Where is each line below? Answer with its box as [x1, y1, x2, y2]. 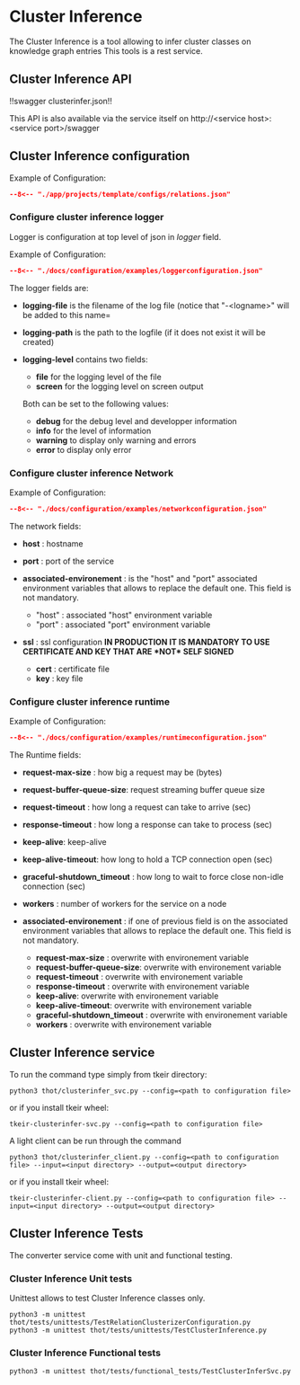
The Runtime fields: [9, 749, 82, 760]
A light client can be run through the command [9, 1135, 182, 1146]
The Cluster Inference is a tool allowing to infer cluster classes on [9, 36, 251, 47]
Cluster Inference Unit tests [9, 1272, 133, 1284]
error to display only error [35, 444, 132, 455]
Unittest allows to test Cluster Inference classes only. [9, 1292, 206, 1303]
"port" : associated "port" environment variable [35, 618, 211, 630]
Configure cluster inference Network [9, 466, 173, 479]
